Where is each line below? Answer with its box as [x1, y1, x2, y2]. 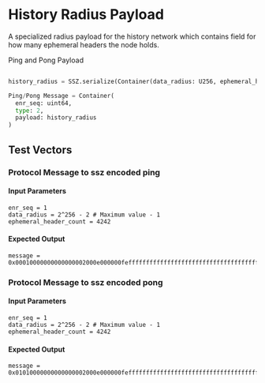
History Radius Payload [8, 6, 164, 24]
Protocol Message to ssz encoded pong [8, 276, 163, 287]
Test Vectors [8, 143, 73, 156]
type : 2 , [15, 107, 44, 115]
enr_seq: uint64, [15, 99, 73, 107]
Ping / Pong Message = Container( [8, 92, 114, 100]
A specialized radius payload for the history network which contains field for [8, 32, 256, 41]
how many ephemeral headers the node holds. [8, 39, 159, 49]
